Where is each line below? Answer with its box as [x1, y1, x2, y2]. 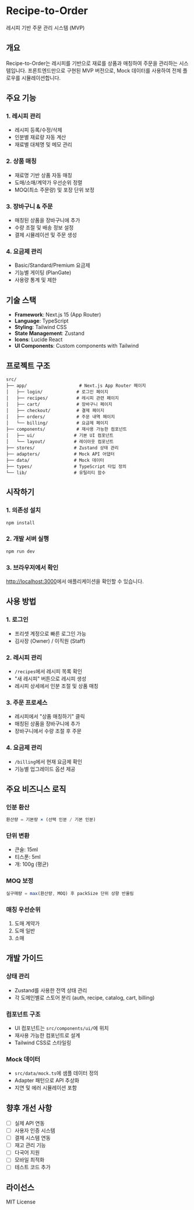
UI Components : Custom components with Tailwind [14, 342, 139, 349]
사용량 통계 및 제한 [14, 276, 57, 283]
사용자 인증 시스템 [14, 1127, 55, 1134]
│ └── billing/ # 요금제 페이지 [6, 420, 109, 426]
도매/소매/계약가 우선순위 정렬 [14, 179, 83, 186]
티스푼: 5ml [14, 853, 41, 861]
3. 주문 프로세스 [6, 698, 48, 707]
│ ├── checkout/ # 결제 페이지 [6, 407, 105, 413]
